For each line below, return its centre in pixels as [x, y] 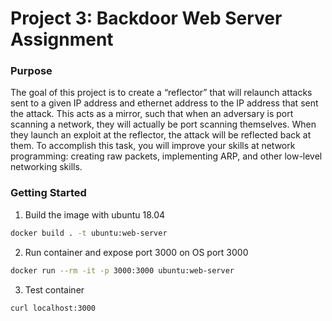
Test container [54, 289]
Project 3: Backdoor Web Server [146, 18]
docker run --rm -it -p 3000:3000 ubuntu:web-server [122, 270]
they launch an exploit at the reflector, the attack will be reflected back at [161, 135]
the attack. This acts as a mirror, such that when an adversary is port [152, 114]
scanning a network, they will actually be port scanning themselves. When [163, 124]
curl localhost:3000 [53, 308]
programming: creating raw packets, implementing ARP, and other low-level [166, 156]
